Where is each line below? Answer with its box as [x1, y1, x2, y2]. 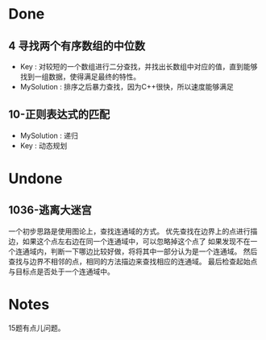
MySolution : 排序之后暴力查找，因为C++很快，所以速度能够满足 [19, 82, 234, 91]
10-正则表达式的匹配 [8, 108, 110, 122]
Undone [8, 170, 63, 188]
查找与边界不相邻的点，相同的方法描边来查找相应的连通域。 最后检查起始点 [8, 256, 258, 266]
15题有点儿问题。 [8, 323, 65, 333]
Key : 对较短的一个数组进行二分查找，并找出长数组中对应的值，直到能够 [19, 62, 258, 71]
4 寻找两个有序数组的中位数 [8, 39, 146, 52]
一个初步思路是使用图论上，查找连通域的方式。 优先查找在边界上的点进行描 [8, 226, 258, 236]
